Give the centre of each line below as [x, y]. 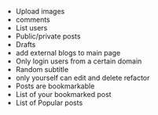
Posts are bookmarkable [55, 86]
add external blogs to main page [68, 53]
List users [31, 28]
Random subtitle [42, 69]
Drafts [26, 45]
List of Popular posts [49, 102]
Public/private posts [48, 36]
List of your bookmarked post [63, 94]
